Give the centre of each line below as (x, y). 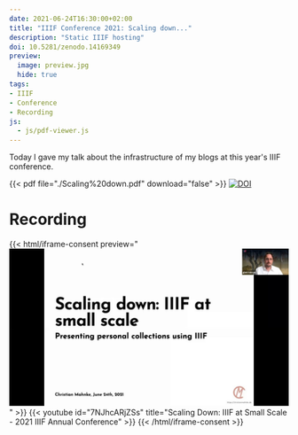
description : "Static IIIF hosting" (77, 37)
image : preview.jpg (53, 66)
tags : (19, 84)
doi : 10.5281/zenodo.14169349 (65, 47)
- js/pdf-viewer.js (53, 131)
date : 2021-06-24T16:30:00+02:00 (71, 19)
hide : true (37, 75)
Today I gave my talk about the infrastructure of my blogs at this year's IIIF (145, 157)
